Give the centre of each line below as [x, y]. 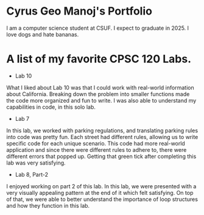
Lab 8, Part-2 [32, 174]
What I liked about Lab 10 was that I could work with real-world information [100, 87]
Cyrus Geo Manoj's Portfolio [79, 11]
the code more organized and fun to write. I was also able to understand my [101, 100]
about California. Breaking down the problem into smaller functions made [98, 94]
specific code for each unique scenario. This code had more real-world [96, 143]
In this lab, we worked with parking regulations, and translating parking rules [102, 130]
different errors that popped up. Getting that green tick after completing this [101, 156]
